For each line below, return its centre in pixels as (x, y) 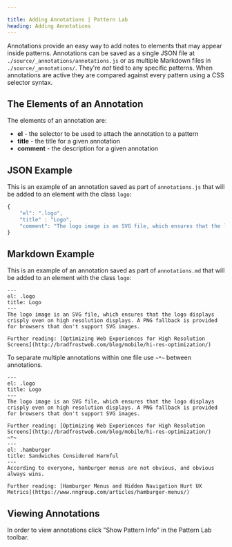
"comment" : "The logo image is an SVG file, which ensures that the (120, 226)
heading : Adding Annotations (49, 26)
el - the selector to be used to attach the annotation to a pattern (108, 134)
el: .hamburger (29, 450)
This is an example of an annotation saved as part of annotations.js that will (116, 187)
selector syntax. (30, 82)
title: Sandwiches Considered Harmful (63, 456)
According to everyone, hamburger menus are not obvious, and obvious (111, 468)
